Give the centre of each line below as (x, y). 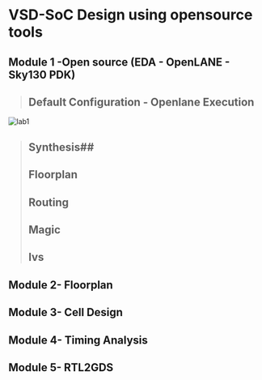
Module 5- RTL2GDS (61, 367)
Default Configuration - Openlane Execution (141, 102)
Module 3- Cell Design (66, 312)
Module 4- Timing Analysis (78, 340)
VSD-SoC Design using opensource (131, 15)
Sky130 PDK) (42, 75)
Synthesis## (61, 147)
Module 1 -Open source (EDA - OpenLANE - (119, 62)
